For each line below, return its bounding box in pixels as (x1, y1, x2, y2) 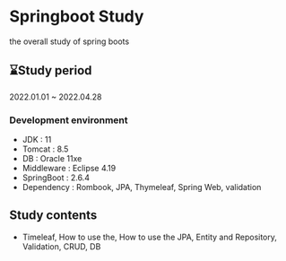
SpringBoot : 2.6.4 (22, 172, 90, 183)
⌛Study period (9, 63, 92, 78)
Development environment (9, 114, 128, 126)
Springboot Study (9, 6, 144, 27)
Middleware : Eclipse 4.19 (22, 163, 117, 174)
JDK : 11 (22, 135, 52, 145)
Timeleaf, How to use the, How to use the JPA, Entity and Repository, (22, 231, 278, 242)
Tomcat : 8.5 (22, 144, 69, 154)
